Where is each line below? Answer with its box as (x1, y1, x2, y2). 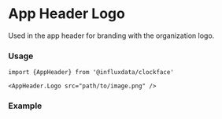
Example (8, 100, 43, 111)
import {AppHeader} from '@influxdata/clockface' (8, 69, 175, 76)
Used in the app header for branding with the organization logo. (8, 31, 215, 40)
